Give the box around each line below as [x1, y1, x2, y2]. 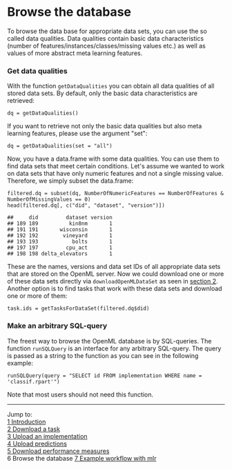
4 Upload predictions [7, 439, 68, 448]
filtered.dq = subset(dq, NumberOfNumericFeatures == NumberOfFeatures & [7, 190, 224, 197]
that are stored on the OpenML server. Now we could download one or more [7, 270, 224, 278]
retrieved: [7, 97, 35, 105]
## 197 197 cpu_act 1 [7, 244, 113, 252]
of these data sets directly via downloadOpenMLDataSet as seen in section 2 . [7, 277, 219, 286]
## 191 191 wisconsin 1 [7, 226, 113, 233]
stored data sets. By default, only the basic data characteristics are [7, 89, 198, 97]
